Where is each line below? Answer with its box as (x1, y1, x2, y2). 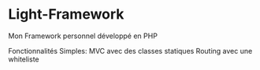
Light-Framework (8, 5, 124, 23)
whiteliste (8, 54, 39, 64)
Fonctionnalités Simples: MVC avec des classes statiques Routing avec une (8, 46, 253, 55)
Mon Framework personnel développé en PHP (8, 31, 158, 40)
